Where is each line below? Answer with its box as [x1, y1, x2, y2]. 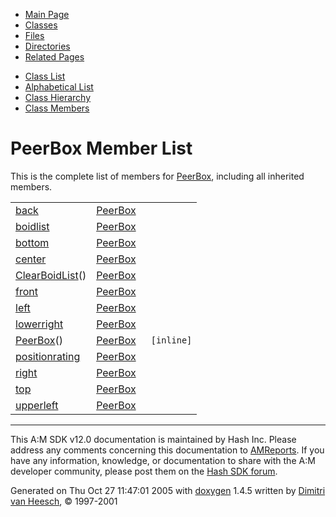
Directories [24, 40, 71, 52]
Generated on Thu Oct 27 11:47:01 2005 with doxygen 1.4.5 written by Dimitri [10, 484, 326, 496]
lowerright [15, 317, 64, 331]
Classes [24, 19, 58, 31]
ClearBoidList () [15, 268, 87, 282]
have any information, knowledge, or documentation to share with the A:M [10, 454, 316, 466]
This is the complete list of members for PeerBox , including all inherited [10, 170, 305, 182]
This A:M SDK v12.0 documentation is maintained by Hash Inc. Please [10, 433, 297, 445]
